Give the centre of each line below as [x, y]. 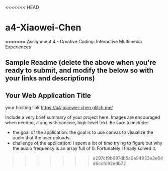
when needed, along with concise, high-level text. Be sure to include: [77, 123]
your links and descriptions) [50, 78]
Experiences [18, 47]
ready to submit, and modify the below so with [79, 71]
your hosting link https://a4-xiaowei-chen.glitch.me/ [59, 108]
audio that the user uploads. [42, 138]
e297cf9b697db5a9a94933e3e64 [128, 158]
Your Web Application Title [48, 95]
